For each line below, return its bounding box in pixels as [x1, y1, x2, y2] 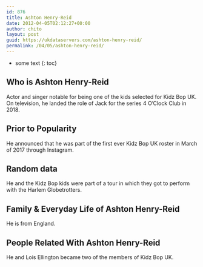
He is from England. [6, 220, 56, 228]
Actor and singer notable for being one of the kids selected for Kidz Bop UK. [6, 93, 197, 100]
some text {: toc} [15, 59, 58, 67]
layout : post [6, 32, 39, 38]
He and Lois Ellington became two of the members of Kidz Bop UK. [6, 253, 174, 261]
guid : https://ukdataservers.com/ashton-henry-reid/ [6, 37, 142, 43]
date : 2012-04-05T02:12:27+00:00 [6, 20, 91, 26]
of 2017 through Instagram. [6, 146, 74, 154]
